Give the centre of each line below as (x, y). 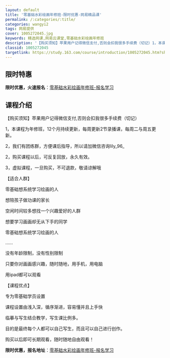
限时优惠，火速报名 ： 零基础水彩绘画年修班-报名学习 (59, 87)
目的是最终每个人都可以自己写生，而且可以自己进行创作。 (65, 329)
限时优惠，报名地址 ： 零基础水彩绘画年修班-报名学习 (59, 350)
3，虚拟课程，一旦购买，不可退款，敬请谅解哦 (53, 168)
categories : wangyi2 (27, 24)
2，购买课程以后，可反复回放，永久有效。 (49, 157)
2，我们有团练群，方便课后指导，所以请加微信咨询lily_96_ (65, 146)
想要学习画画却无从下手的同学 (36, 222)
